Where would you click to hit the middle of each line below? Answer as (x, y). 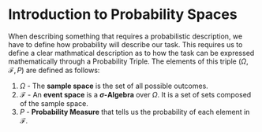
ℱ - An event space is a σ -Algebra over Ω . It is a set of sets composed (135, 94)
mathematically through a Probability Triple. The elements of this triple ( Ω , (128, 61)
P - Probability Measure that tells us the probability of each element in (135, 112)
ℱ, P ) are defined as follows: (54, 70)
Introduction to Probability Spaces (123, 15)
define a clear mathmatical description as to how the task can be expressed (131, 53)
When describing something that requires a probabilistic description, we (125, 36)
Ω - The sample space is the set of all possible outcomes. (114, 86)
